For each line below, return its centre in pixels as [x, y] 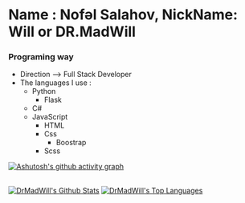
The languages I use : [56, 83]
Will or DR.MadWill [72, 32]
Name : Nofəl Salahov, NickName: [123, 15]
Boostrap [71, 143]
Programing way [41, 57]
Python [44, 91]
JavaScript [50, 117]
